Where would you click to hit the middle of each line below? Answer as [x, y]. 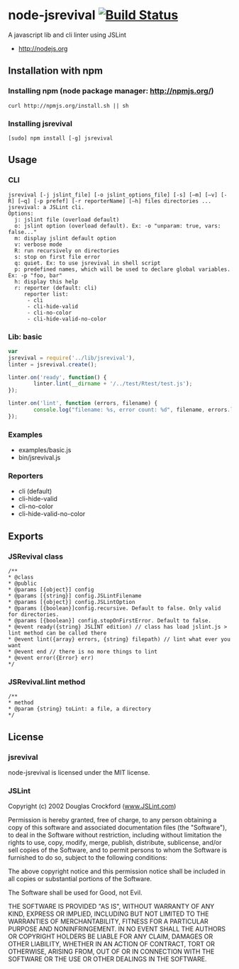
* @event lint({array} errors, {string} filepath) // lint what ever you [119, 639]
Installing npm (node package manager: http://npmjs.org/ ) [111, 91]
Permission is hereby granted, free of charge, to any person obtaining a [112, 820]
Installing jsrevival [40, 123]
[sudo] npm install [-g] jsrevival [61, 138]
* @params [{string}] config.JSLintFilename [75, 596]
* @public [23, 584]
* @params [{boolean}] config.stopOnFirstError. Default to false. [110, 621]
